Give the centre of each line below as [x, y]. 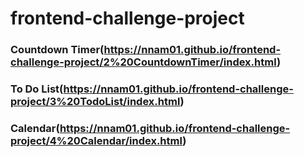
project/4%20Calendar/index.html [96, 140]
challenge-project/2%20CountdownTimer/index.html [143, 62]
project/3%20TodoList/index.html [95, 102]
